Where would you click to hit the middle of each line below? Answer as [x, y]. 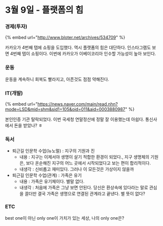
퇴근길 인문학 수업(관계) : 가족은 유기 [47, 175]
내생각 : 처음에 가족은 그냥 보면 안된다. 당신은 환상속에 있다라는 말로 [84, 188]
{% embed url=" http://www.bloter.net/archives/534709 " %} [65, 38]
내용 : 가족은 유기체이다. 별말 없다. [52, 181]
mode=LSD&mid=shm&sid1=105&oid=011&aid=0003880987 [65, 109]
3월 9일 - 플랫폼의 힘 [44, 10]
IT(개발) [14, 93]
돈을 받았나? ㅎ [28, 126]
